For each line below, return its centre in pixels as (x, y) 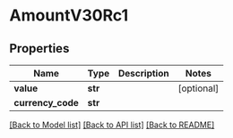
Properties (39, 49)
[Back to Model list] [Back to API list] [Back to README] (112, 125)
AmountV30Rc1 (69, 16)
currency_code (46, 103)
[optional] (198, 88)
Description (143, 73)
